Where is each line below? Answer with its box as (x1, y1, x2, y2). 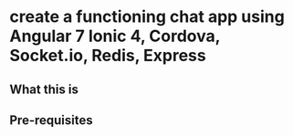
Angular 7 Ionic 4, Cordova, (9, 26, 221, 47)
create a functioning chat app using (9, 6, 285, 27)
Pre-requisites (9, 112, 93, 128)
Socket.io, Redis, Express (9, 46, 207, 66)
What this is (9, 81, 79, 97)
